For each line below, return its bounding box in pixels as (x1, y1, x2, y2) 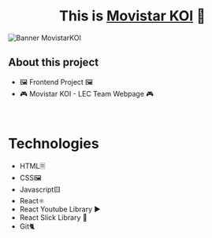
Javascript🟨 (19, 185, 61, 194)
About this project (8, 56, 99, 69)
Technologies (8, 134, 100, 152)
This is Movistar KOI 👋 (58, 7, 206, 25)
